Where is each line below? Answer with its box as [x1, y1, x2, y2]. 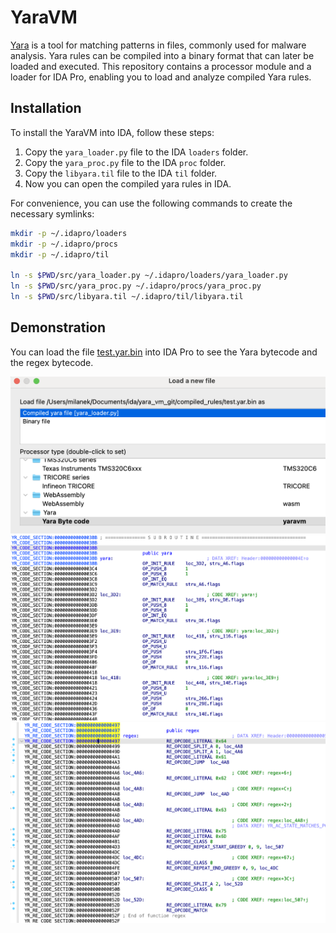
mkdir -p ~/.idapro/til [10, 249, 110, 260]
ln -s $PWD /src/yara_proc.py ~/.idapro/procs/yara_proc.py [10, 281, 262, 291]
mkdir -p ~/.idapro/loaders [10, 228, 128, 238]
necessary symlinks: [10, 207, 95, 220]
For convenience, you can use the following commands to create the [10, 197, 293, 209]
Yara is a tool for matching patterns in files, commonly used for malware [10, 39, 307, 51]
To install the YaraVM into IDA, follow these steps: [10, 126, 215, 138]
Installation [10, 100, 82, 117]
